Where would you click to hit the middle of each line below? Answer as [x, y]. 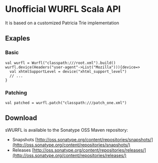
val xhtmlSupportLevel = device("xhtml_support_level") [68, 71]
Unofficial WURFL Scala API [63, 9]
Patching [16, 93]
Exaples [18, 38]
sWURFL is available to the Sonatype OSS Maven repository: [67, 130]
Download [21, 118]
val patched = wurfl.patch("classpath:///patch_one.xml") [66, 103]
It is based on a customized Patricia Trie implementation [62, 23]
